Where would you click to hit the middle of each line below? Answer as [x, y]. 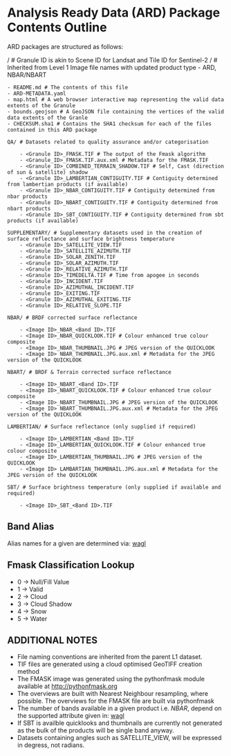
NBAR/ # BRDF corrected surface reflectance [72, 317]
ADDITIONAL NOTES [53, 640]
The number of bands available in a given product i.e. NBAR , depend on [119, 708]
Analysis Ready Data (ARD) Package [113, 13]
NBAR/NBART [27, 75]
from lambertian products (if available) [68, 184]
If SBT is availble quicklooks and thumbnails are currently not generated [120, 723]
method [28, 672]
